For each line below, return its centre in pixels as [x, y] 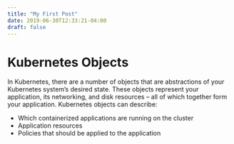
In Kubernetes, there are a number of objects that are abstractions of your [116, 82]
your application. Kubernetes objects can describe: [82, 104]
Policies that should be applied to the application [89, 133]
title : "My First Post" [43, 14]
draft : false [27, 27]
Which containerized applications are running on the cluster [106, 118]
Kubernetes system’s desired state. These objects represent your [103, 89]
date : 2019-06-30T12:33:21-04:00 [57, 21]
